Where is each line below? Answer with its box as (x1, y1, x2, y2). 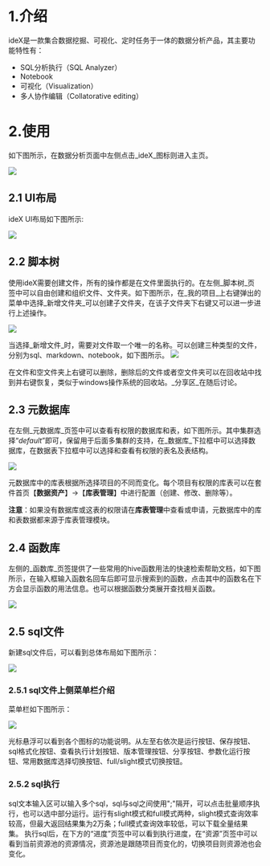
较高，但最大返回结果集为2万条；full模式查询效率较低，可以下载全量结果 (8, 819, 248, 828)
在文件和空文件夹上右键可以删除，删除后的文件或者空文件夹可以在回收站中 (8, 367, 255, 377)
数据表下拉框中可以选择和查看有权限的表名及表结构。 (35, 446, 213, 455)
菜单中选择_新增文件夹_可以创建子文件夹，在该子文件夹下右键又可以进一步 (8, 298, 255, 308)
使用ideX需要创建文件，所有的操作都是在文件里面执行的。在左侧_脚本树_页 (8, 278, 256, 288)
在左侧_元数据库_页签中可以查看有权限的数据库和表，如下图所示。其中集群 (8, 426, 255, 435)
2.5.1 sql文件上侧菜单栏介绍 (8, 684, 115, 696)
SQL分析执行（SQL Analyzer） (19, 62, 122, 72)
